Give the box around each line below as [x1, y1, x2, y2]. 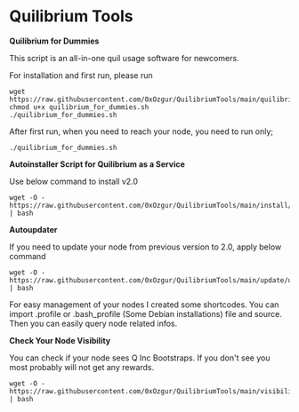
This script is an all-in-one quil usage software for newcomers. [9, 52, 239, 63]
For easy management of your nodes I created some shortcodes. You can [9, 299, 279, 310]
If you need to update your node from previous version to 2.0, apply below [9, 242, 282, 252]
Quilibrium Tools [9, 6, 133, 27]
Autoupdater [9, 224, 58, 234]
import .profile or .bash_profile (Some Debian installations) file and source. [9, 308, 282, 319]
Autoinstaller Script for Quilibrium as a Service [9, 158, 185, 170]
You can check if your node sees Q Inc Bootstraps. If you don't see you [9, 353, 271, 363]
